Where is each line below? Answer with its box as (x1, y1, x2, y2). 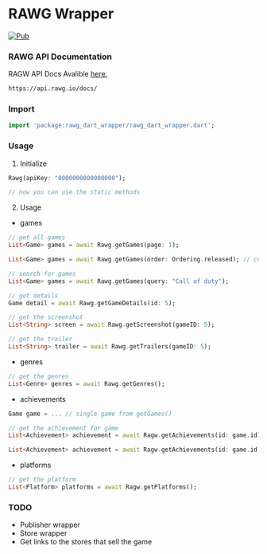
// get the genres (8, 372, 69, 380)
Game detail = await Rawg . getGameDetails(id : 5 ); (8, 299, 176, 307)
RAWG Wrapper (8, 5, 114, 23)
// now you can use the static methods (8, 188, 141, 196)
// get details (8, 292, 59, 300)
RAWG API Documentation (8, 51, 113, 62)
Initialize (19, 159, 48, 168)
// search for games (8, 269, 77, 277)
